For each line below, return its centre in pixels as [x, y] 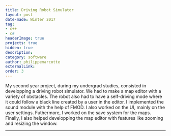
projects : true [21, 43]
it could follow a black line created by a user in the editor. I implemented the [84, 102]
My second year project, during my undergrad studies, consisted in [76, 86]
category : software [26, 57]
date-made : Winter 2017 [31, 19]
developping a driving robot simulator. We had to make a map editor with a [83, 91]
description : [19, 52]
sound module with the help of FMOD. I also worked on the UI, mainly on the [85, 107]
